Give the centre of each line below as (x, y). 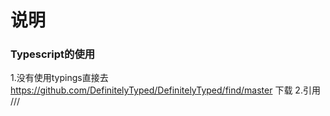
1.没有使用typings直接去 (59, 78)
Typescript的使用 (53, 54)
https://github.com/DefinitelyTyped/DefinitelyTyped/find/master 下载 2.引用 (165, 90)
